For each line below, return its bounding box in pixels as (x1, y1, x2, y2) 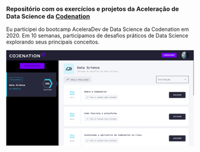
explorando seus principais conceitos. (6, 38, 100, 46)
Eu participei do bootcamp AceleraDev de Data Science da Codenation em (6, 26, 189, 33)
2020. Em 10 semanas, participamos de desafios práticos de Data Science (6, 32, 189, 39)
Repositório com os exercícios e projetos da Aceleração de (6, 5, 180, 13)
